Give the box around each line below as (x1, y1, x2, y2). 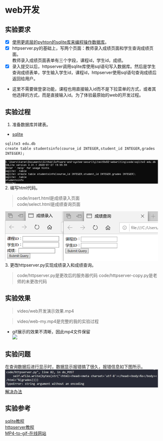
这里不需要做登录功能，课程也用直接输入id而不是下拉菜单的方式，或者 (12, 86, 152, 92)
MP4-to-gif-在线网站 (5, 430, 47, 436)
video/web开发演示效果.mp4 (16, 308, 74, 314)
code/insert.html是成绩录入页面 (16, 195, 80, 201)
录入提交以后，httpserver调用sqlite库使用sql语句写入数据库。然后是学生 (12, 64, 156, 70)
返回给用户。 (12, 76, 38, 82)
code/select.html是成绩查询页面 (16, 201, 81, 207)
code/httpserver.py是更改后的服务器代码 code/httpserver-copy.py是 (16, 272, 153, 278)
